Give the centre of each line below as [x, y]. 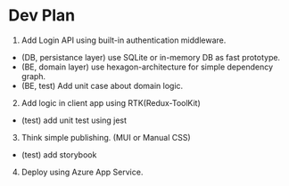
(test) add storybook [59, 154]
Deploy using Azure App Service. [82, 172]
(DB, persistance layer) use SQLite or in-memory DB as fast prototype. [151, 57]
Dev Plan [42, 16]
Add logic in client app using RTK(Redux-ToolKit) [111, 102]
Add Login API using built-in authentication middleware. [124, 40]
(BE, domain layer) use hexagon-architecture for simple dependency [147, 67]
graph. [33, 76]
